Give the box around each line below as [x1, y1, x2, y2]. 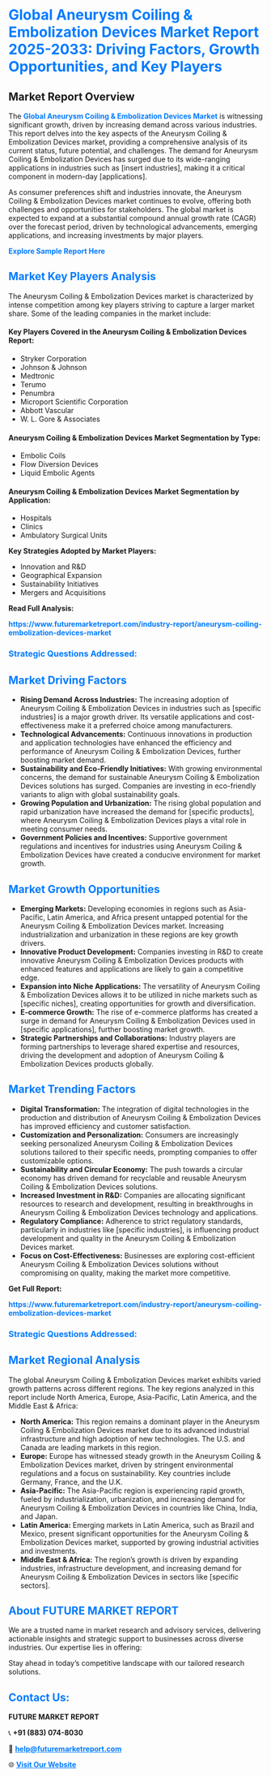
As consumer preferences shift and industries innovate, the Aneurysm [8, 188, 242, 196]
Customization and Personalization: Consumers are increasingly [19, 1130, 239, 1140]
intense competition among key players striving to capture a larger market [8, 300, 255, 309]
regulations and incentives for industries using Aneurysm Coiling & [19, 842, 243, 852]
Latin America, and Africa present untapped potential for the [47, 912, 248, 922]
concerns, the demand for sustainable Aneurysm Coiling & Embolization [19, 773, 260, 783]
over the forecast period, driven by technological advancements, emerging [8, 222, 258, 231]
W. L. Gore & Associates [19, 414, 101, 424]
